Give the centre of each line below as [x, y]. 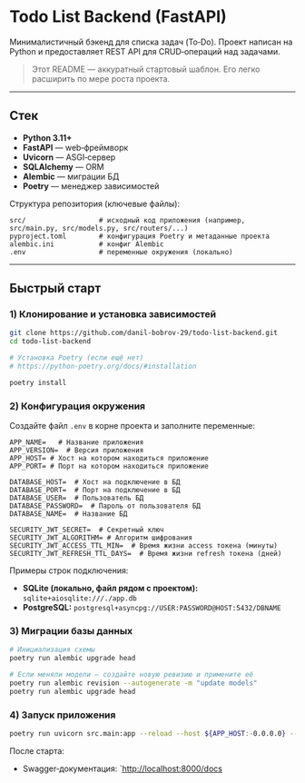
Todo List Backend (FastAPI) [118, 17]
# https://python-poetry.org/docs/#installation [103, 367]
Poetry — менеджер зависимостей [91, 186]
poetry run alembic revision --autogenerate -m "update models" [133, 683]
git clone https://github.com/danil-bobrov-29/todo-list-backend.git [144, 333]
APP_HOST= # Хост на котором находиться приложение [109, 459]
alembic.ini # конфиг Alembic [87, 244]
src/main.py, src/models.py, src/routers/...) [99, 228]
